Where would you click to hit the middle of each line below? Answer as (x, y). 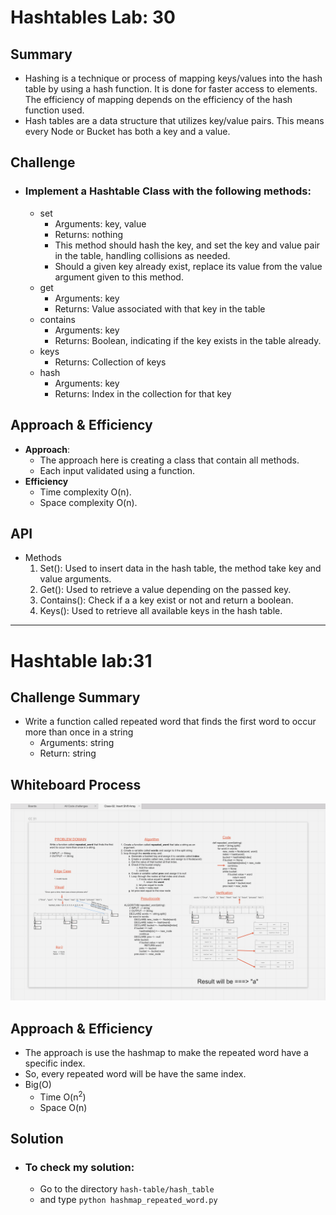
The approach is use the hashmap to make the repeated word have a (166, 1052)
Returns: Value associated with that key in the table (160, 308)
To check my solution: (79, 1167)
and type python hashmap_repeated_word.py (128, 1200)
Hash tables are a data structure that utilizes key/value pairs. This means (174, 120)
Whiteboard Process (76, 784)
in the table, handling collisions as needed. (142, 255)
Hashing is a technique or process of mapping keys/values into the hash (173, 78)
